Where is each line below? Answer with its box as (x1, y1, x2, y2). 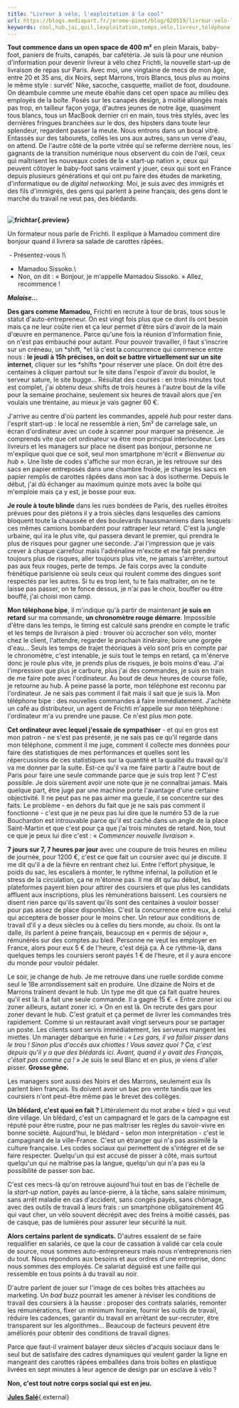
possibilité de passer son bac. (7, 1167, 95, 1175)
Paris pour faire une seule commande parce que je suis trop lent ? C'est (7, 771, 218, 779)
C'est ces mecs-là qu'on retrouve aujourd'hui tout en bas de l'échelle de (7, 1180, 219, 1189)
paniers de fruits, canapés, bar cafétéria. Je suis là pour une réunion (22, 51, 223, 59)
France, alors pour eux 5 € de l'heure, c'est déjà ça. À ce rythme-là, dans (7, 944, 222, 952)
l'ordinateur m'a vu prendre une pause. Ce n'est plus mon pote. (7, 712, 193, 720)
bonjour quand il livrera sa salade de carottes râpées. (7, 237, 164, 246)
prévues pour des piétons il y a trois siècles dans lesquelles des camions (7, 509, 221, 518)
